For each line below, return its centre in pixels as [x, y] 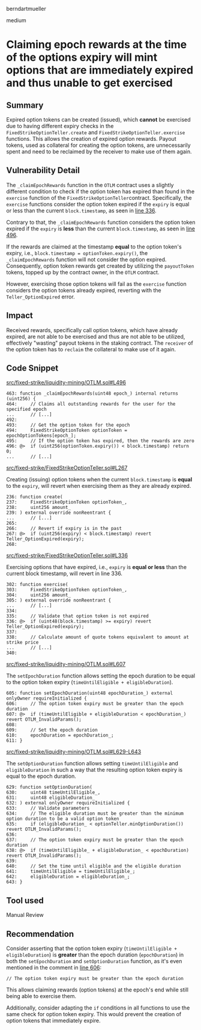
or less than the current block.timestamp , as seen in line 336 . [82, 211]
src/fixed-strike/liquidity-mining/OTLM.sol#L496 [66, 383]
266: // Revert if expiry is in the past [64, 529]
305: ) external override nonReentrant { [59, 600]
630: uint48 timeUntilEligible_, [53, 793]
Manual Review [25, 915]
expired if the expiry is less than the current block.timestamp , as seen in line [100, 229]
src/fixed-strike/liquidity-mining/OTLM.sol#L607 [66, 664]
